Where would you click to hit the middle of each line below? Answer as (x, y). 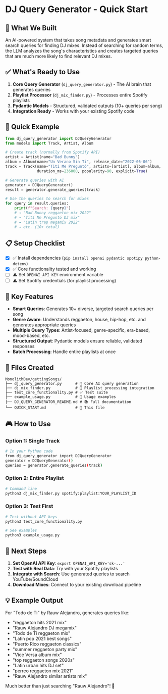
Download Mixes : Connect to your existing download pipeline (77, 585)
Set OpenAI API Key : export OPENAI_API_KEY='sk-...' (69, 563)
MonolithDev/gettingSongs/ (34, 379)
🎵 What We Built (31, 28)
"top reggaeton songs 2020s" (43, 660)
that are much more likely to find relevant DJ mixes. (59, 56)
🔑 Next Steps (26, 551)
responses (23, 346)
